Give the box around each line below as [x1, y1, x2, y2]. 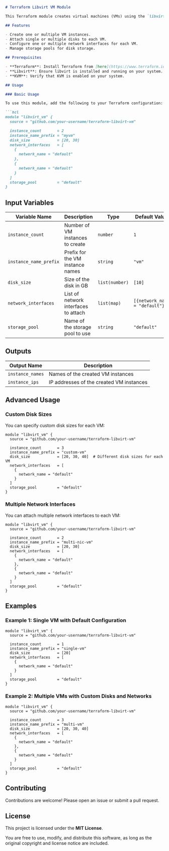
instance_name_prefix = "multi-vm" [10, 722, 84, 727]
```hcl [5, 110, 19, 115]
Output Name [9, 362, 43, 369]
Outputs [5, 347, 32, 356]
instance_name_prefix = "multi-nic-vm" [10, 539, 94, 545]
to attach [64, 310, 86, 317]
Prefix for [64, 249, 87, 256]
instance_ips [8, 379, 39, 385]
